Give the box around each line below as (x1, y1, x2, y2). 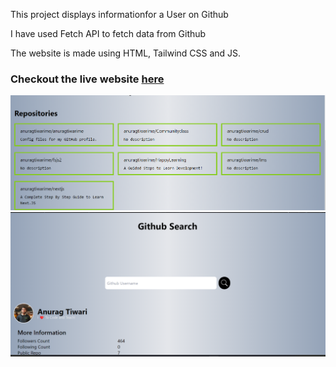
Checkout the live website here (10, 72, 165, 86)
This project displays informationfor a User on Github (10, 9, 229, 20)
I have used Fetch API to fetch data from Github (10, 28, 207, 39)
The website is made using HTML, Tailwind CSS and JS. (10, 47, 242, 59)
